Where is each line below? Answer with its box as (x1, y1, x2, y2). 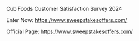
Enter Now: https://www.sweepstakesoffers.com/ (6, 17, 128, 23)
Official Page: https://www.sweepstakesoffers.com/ (6, 28, 133, 35)
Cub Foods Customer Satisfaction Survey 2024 (6, 5, 122, 12)
